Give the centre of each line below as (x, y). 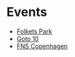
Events (27, 12)
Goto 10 (27, 38)
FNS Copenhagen (42, 46)
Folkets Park (34, 31)
